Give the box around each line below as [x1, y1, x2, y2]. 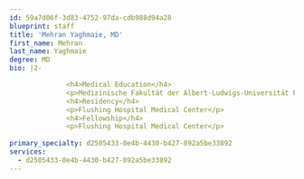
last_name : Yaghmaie [9, 47, 88, 56]
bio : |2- [9, 64, 43, 73]
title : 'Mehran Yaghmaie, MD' [9, 30, 124, 39]
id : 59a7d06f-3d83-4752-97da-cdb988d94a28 [9, 13, 172, 23]
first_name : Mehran [9, 38, 83, 48]
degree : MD [9, 55, 51, 64]
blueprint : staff [9, 22, 75, 31]
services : [9, 147, 47, 156]
